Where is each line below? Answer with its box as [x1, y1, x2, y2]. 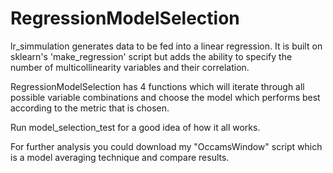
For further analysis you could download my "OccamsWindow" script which [10, 140, 323, 152]
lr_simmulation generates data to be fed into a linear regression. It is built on [10, 40, 323, 52]
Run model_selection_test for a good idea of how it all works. [10, 121, 261, 133]
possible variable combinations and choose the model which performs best [10, 91, 321, 103]
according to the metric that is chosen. [10, 102, 170, 114]
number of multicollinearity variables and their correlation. [10, 61, 250, 73]
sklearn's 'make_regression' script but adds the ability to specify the [10, 50, 293, 62]
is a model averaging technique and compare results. [10, 151, 230, 163]
